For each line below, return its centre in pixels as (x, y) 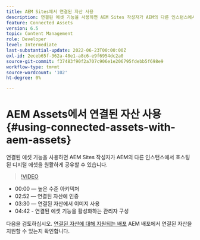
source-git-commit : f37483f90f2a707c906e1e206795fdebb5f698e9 (85, 61)
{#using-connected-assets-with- (91, 127)
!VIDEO (29, 176)
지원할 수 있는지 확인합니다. (38, 231)
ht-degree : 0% (24, 78)
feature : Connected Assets (40, 23)
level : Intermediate (32, 45)
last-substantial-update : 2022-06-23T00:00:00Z (66, 50)
